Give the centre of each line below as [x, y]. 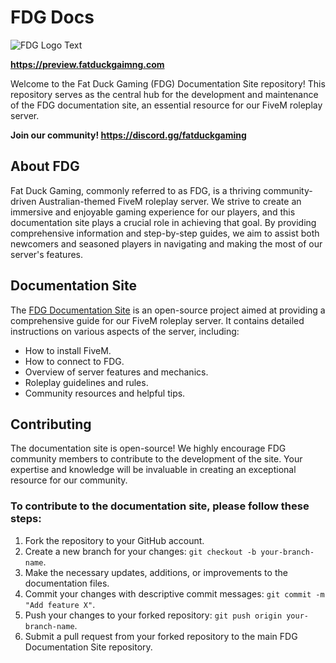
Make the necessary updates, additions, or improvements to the [156, 572]
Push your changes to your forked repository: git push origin [153, 615]
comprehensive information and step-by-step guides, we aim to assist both [165, 233]
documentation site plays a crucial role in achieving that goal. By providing [163, 222]
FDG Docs [52, 17]
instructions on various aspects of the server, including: [125, 331]
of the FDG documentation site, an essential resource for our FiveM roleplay [166, 105]
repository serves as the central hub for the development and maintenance [164, 94]
